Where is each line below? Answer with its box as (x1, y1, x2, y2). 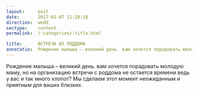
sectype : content (6, 25, 57, 31)
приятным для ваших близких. (6, 81, 83, 88)
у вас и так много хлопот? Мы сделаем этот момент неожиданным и (6, 75, 181, 82)
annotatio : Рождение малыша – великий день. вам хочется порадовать (6, 46, 181, 53)
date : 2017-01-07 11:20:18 (6, 14, 88, 20)
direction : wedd (6, 19, 49, 25)
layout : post (6, 8, 49, 15)
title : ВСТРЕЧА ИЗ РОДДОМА (6, 41, 85, 47)
